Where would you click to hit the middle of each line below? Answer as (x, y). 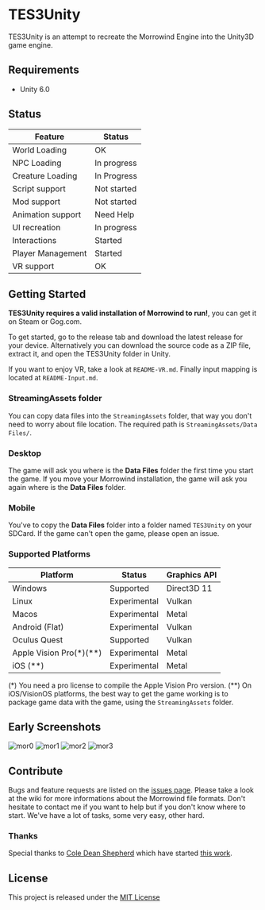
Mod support (36, 202)
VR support (33, 266)
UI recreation (36, 227)
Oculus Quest (38, 639)
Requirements (44, 70)
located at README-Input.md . (53, 378)
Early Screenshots (55, 727)
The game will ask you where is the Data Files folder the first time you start (131, 470)
